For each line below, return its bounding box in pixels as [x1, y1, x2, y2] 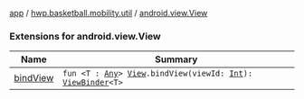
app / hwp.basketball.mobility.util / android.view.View [9, 8, 208, 18]
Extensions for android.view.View [9, 30, 161, 42]
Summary [155, 53, 198, 66]
